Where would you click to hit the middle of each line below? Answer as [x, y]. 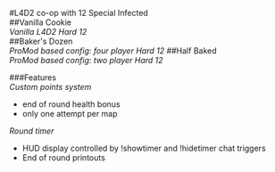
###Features [33, 78]
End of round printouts [63, 158]
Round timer [32, 131]
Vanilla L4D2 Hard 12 [48, 32]
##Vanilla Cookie [41, 22]
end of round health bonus [71, 104]
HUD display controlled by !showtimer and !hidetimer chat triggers [144, 148]
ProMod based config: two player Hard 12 [86, 60]
